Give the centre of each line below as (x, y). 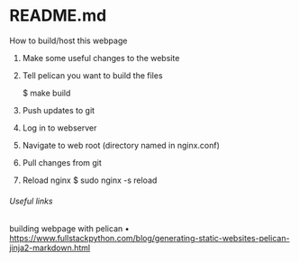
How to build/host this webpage (68, 41)
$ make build (46, 93)
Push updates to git (59, 110)
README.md (58, 16)
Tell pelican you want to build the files (93, 75)
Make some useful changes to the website (101, 58)
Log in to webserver (59, 128)
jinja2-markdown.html (50, 248)
